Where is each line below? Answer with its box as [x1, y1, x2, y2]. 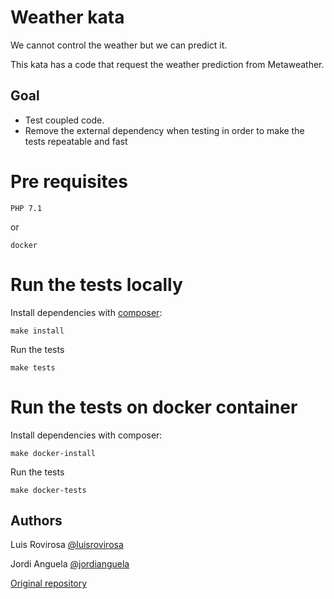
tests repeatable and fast [24, 135, 128, 147]
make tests [10, 362, 56, 373]
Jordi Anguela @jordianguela [10, 558, 130, 570]
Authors [10, 512, 63, 529]
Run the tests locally [10, 273, 183, 296]
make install [10, 326, 65, 336]
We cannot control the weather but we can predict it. [10, 39, 228, 51]
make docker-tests [10, 485, 87, 495]
